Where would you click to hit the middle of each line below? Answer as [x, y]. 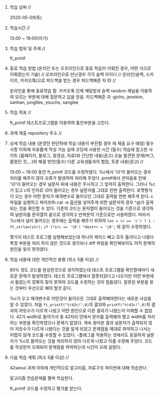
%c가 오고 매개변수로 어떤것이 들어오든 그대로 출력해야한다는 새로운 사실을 [80, 298]
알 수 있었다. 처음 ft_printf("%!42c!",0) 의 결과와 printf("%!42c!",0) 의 [80, 305]
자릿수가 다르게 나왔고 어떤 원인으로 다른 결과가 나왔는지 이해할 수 [81, 311]
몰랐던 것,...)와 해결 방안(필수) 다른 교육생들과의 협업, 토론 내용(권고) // [76, 162]
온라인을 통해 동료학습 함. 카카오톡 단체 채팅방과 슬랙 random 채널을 [74, 91]
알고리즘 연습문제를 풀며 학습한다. [42, 378]
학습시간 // [20, 28]
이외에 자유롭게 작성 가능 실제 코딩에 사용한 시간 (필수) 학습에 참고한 [83, 149]
